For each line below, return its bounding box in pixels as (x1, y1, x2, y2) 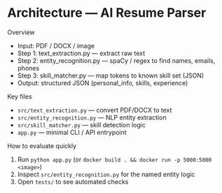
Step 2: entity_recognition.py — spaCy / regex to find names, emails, (17, 56, 216, 64)
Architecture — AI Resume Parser (7, 5, 207, 21)
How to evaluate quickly (7, 141, 77, 150)
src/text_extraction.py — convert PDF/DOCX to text (17, 106, 172, 114)
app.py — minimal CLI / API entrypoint (17, 128, 127, 136)
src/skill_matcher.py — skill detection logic (17, 120, 146, 129)
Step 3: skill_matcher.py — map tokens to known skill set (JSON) (17, 71, 204, 80)
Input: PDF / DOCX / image (17, 41, 95, 50)
